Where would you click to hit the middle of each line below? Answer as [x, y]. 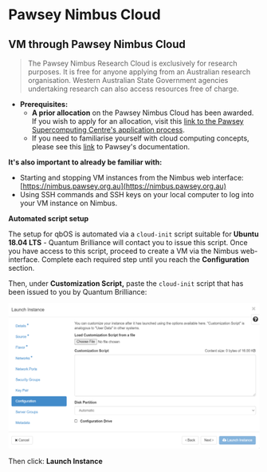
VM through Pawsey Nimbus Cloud [97, 44]
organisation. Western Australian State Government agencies [128, 80]
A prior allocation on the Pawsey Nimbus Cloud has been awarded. [143, 113]
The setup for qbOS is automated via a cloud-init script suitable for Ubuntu [133, 234]
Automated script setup [49, 218]
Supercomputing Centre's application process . [108, 130]
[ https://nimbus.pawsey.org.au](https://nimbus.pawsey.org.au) [123, 186]
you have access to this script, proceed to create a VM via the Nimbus [124, 251]
